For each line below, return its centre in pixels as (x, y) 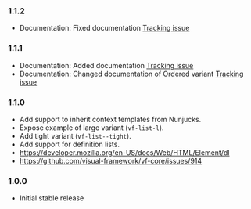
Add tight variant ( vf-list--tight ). (75, 135)
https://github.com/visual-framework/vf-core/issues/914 (111, 160)
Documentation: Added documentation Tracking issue (106, 65)
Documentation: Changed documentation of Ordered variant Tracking (131, 74)
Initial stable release (52, 198)
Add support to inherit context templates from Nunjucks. (110, 119)
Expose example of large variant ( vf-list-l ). (91, 128)
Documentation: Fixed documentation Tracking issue (104, 28)
